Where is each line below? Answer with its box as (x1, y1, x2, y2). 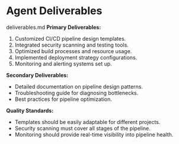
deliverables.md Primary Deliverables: (6, 24, 101, 31)
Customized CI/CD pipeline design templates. (14, 35, 126, 42)
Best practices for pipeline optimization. (14, 96, 113, 103)
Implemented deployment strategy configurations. (14, 54, 138, 61)
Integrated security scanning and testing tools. (14, 41, 129, 48)
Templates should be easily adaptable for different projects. (14, 118, 161, 125)
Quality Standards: (6, 107, 54, 114)
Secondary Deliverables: (6, 71, 69, 78)
